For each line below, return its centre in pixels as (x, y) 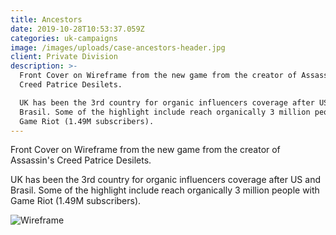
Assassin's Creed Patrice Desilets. (81, 160)
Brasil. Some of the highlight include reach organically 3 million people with (165, 190)
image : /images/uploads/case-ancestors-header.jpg (118, 47)
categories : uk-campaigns (64, 38)
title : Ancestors (46, 19)
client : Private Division (64, 57)
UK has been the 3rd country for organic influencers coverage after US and (165, 180)
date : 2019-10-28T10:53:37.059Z (77, 29)
